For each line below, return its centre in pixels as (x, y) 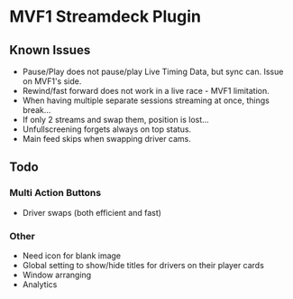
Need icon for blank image (72, 256)
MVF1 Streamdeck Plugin (105, 17)
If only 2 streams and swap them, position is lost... (115, 120)
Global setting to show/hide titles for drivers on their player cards (143, 265)
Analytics (40, 284)
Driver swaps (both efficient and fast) (92, 212)
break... (37, 110)
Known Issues (50, 50)
